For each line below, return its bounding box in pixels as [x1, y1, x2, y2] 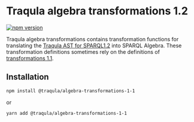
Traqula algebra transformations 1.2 [6, 4, 189, 18]
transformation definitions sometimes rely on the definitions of [6, 48, 160, 55]
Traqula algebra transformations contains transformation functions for [6, 35, 179, 42]
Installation [6, 72, 49, 82]
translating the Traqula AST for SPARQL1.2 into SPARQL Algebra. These [6, 42, 182, 49]
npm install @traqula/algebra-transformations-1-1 [6, 88, 135, 94]
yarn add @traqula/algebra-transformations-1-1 [6, 110, 128, 116]
